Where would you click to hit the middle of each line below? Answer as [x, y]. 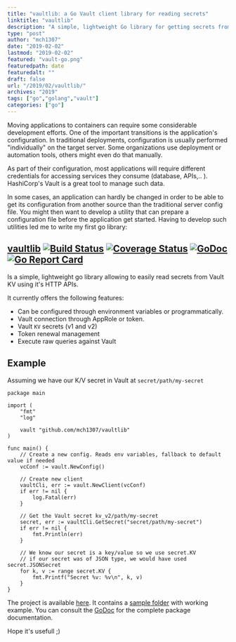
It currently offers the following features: [66, 297]
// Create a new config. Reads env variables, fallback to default [120, 454]
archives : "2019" [33, 92]
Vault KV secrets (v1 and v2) [57, 326]
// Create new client [51, 479]
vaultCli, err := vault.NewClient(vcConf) [83, 485]
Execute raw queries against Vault [67, 341]
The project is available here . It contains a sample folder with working [108, 602]
